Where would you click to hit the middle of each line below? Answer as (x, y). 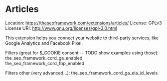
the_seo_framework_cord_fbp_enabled (45, 63)
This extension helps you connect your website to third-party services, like (82, 38)
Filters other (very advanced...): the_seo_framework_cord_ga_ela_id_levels (82, 73)
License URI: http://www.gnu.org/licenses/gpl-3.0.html (61, 28)
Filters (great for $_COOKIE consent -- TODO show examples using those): (82, 53)
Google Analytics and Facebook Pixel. (44, 43)
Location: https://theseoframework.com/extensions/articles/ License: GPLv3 (83, 23)
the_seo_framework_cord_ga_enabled (44, 58)
